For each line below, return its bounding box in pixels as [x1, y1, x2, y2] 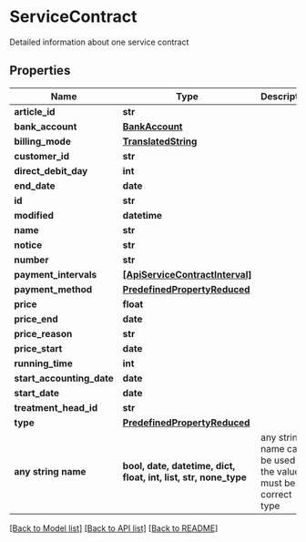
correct [260, 487, 292, 500]
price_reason [14, 327, 73, 340]
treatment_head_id [14, 401, 98, 414]
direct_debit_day [14, 164, 88, 177]
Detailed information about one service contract [9, 36, 189, 47]
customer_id [14, 149, 70, 162]
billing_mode [14, 135, 71, 148]
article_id [14, 105, 56, 118]
